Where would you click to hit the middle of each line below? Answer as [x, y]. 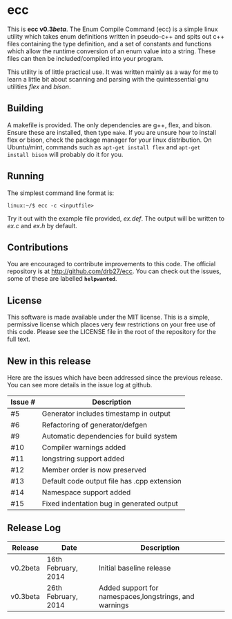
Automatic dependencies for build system [109, 436]
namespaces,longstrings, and [147, 596]
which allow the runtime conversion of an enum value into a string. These [112, 51]
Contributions [38, 247]
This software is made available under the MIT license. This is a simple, [108, 317]
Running [26, 176]
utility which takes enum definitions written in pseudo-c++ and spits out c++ [116, 36]
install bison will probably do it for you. [65, 154]
